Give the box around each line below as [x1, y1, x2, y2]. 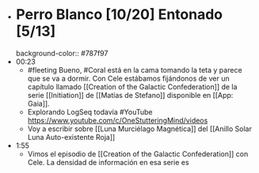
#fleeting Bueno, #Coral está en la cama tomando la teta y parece [27, 65, 243, 74]
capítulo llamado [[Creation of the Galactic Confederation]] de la [27, 81, 238, 92]
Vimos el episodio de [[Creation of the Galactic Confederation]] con [27, 149, 249, 159]
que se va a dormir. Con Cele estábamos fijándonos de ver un [27, 73, 230, 83]
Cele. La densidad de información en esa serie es [27, 157, 189, 167]
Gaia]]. [27, 99, 50, 108]
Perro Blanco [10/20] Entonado [15, 6, 223, 24]
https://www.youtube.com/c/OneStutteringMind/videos [27, 115, 208, 125]
